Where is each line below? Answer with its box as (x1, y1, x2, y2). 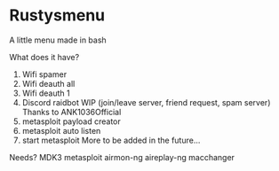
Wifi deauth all (21, 78, 76, 89)
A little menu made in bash (9, 35, 107, 45)
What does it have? (9, 51, 80, 62)
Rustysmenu (9, 5, 106, 26)
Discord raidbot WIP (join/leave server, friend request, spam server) (21, 97, 271, 107)
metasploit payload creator (21, 116, 122, 127)
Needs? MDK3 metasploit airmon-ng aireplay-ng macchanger (9, 152, 235, 162)
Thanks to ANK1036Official (21, 106, 122, 117)
